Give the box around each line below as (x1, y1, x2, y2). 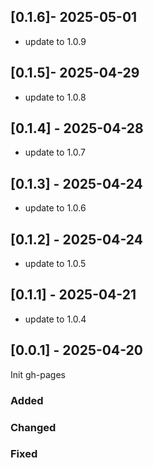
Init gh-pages (10, 368, 66, 380)
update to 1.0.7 (24, 146, 87, 159)
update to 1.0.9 (24, 35, 87, 47)
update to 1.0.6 (24, 202, 87, 214)
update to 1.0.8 (24, 91, 87, 103)
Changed (10, 420, 57, 434)
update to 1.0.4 (24, 313, 87, 325)
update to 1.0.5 (24, 258, 87, 270)
